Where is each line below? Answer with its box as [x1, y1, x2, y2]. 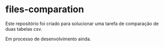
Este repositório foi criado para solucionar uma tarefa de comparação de [5, 20, 159, 27]
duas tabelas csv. [5, 26, 43, 32]
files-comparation [5, 4, 85, 15]
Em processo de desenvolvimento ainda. [5, 36, 91, 42]
